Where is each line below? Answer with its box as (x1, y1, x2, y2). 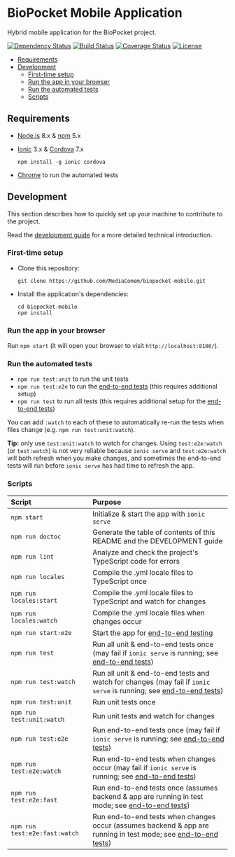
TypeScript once (92, 576, 147, 586)
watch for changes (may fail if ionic (92, 677, 211, 687)
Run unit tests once (92, 697, 156, 706)
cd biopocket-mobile (17, 303, 78, 310)
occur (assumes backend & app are (92, 821, 210, 830)
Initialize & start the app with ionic (92, 509, 205, 519)
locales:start (10, 597, 58, 604)
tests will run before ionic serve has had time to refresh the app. (7, 461, 194, 470)
